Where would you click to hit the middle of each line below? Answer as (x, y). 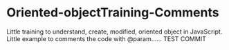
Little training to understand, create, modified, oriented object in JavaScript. (114, 32)
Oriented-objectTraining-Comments (113, 13)
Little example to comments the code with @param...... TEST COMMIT (107, 38)
